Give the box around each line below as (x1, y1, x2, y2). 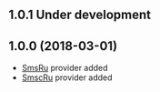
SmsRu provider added (21, 63, 108, 74)
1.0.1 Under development (8, 7, 152, 23)
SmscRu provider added (21, 72, 113, 83)
